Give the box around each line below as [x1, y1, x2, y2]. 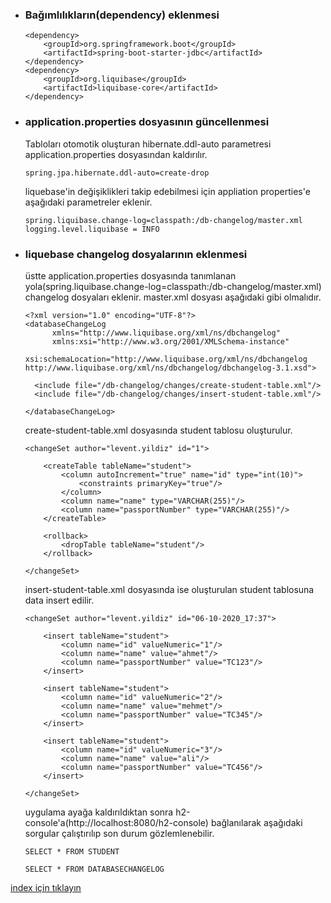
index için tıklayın [10, 881, 82, 893]
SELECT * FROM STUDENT [24, 846, 120, 857]
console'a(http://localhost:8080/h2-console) [24, 816, 209, 828]
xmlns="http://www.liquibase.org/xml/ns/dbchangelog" [51, 328, 281, 338]
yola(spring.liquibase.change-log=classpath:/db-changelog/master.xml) [24, 280, 322, 292]
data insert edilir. [24, 594, 95, 606]
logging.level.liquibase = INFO [24, 224, 160, 234]
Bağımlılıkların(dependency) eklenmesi [24, 8, 220, 22]
